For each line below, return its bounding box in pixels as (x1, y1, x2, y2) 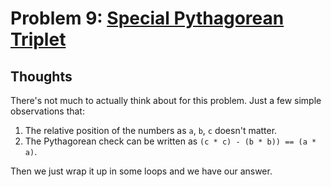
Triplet (10, 28, 67, 51)
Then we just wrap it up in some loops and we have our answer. (10, 165, 273, 177)
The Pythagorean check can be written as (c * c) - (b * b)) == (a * (24, 135, 317, 147)
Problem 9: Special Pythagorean (10, 7, 285, 30)
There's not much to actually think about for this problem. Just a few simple (10, 95, 322, 106)
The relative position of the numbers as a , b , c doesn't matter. (24, 125, 278, 136)
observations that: (10, 105, 85, 117)
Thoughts (10, 68, 73, 85)
